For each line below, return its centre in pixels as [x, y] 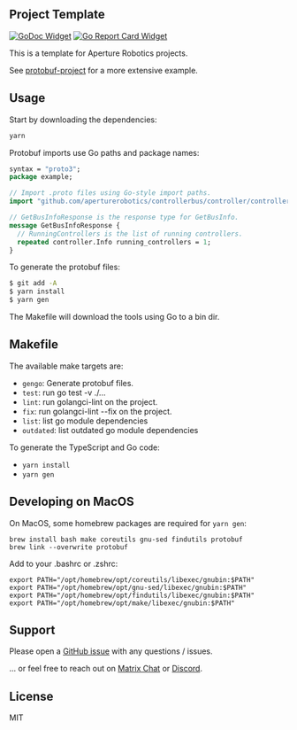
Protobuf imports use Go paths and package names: [104, 152]
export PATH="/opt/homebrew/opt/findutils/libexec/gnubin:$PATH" [132, 595]
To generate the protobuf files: [65, 267]
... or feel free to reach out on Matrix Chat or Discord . [106, 669]
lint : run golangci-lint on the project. [90, 401]
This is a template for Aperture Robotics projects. [99, 53]
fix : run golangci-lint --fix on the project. [97, 411]
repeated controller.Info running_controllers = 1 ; [114, 242]
